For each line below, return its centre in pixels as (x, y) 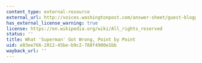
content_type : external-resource (48, 12)
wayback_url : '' (26, 51)
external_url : (24, 17)
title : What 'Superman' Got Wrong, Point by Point (71, 40)
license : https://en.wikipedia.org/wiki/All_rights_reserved (84, 28)
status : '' (20, 34)
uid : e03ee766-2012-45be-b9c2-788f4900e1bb (62, 46)
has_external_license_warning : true (52, 23)
